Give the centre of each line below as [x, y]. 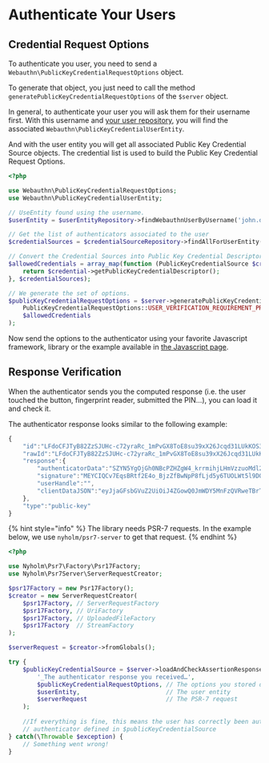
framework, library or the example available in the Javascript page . [118, 347]
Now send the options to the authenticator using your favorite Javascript [128, 338]
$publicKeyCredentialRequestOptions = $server [87, 301]
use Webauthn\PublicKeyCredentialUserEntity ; [85, 198]
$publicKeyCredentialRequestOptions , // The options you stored [147, 684]
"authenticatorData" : [73, 469]
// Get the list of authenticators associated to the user [109, 234]
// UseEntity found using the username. [77, 213]
